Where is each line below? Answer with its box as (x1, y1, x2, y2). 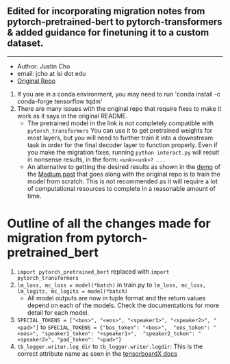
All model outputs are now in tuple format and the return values (27, 294, 206, 302)
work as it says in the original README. (16, 112, 128, 120)
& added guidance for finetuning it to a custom (7, 27, 209, 38)
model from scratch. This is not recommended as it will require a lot (27, 177, 218, 185)
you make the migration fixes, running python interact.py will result (27, 148, 220, 156)
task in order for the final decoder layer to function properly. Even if (27, 140, 218, 149)
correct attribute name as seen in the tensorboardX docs (16, 349, 178, 358)
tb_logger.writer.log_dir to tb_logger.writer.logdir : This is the (16, 342, 203, 350)
